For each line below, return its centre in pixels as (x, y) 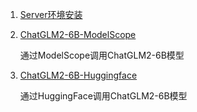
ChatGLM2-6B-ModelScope (78, 34)
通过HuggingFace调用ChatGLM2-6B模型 (103, 96)
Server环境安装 (51, 14)
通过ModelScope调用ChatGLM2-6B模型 (102, 55)
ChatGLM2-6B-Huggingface (78, 75)
